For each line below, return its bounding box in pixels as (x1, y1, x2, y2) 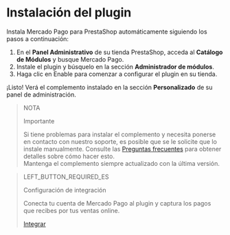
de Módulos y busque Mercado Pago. (16, 55, 124, 63)
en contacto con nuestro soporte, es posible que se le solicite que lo (23, 137, 218, 145)
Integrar (23, 219, 46, 227)
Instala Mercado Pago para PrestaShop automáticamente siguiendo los (6, 27, 207, 36)
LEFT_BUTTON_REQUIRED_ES (23, 173, 109, 181)
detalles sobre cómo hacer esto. (23, 152, 115, 160)
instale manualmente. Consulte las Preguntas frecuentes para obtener (23, 145, 222, 153)
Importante (23, 116, 55, 125)
